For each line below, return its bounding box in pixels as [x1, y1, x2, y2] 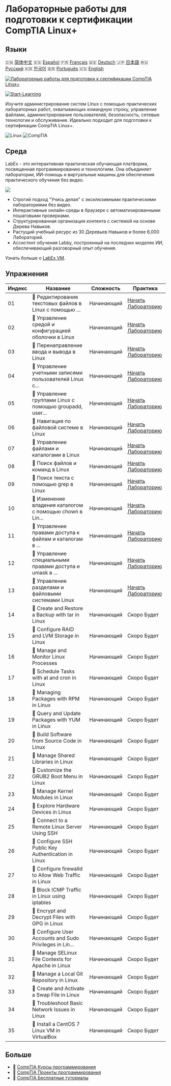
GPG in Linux [32, 920, 63, 927]
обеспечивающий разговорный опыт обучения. [12, 245, 117, 251]
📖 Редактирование [32, 293, 78, 301]
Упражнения [5, 269, 48, 278]
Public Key [32, 844, 58, 851]
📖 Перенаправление [32, 342, 82, 349]
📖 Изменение [32, 495, 65, 502]
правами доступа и [32, 562, 80, 569]
